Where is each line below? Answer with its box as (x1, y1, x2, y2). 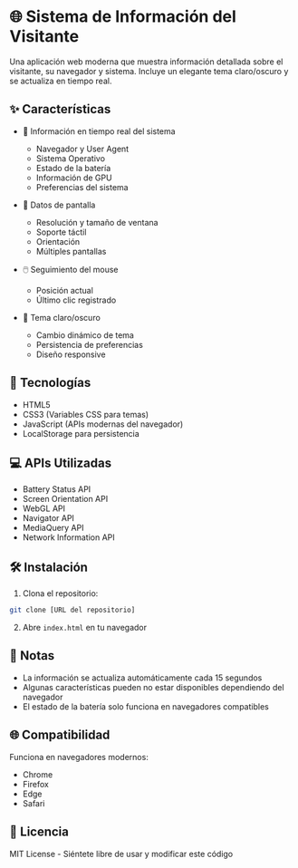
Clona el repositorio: (22, 588, 99, 599)
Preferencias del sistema (35, 181, 129, 192)
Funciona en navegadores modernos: (9, 751, 149, 762)
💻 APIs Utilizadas (9, 455, 111, 470)
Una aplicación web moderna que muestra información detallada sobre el (9, 56, 284, 67)
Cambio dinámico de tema (35, 329, 134, 341)
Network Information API (22, 532, 115, 543)
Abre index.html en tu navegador (22, 622, 148, 633)
